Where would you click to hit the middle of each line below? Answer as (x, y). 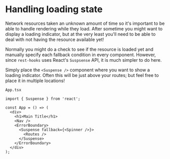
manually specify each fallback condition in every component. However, (81, 55)
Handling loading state (54, 9)
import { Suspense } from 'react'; (43, 99)
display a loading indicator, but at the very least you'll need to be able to (80, 34)
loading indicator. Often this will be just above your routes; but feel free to (82, 75)
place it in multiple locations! (35, 81)
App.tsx (13, 90)
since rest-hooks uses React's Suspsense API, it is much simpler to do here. (83, 60)
